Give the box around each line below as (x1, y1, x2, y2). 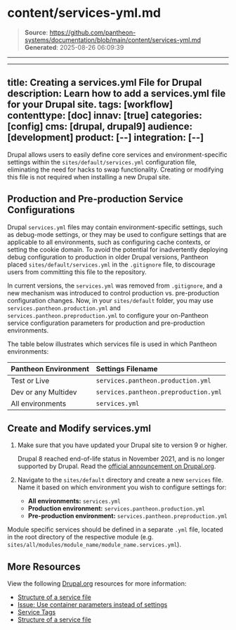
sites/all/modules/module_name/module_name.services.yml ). (7, 540, 181, 549)
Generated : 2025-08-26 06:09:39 (24, 43, 124, 51)
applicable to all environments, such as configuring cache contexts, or (7, 238, 211, 246)
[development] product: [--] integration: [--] (7, 131, 204, 143)
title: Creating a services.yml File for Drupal (7, 77, 202, 89)
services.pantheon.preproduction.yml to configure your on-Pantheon (7, 311, 209, 319)
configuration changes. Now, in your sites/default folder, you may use (7, 296, 214, 304)
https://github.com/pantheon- (49, 28, 136, 37)
